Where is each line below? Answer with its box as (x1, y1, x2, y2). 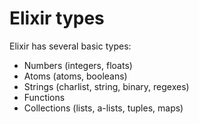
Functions (23, 91, 66, 103)
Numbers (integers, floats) (23, 59, 133, 71)
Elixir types (9, 7, 105, 30)
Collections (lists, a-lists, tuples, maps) (23, 102, 184, 114)
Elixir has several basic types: (9, 40, 132, 52)
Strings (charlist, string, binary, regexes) (23, 80, 190, 92)
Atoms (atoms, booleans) (23, 70, 128, 82)
